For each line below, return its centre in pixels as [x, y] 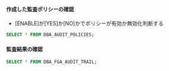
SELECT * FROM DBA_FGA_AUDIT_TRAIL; [51, 62]
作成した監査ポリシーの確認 [40, 9]
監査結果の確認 [24, 49]
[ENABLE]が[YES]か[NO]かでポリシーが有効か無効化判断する [89, 23]
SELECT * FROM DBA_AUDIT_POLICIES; [50, 35]
